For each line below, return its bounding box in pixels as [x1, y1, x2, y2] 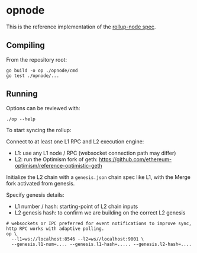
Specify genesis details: [6, 191, 64, 198]
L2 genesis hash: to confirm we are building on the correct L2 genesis [14, 209, 186, 216]
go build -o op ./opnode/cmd [6, 68, 78, 73]
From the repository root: [6, 56, 67, 63]
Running [6, 89, 38, 99]
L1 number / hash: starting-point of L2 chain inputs [14, 203, 138, 210]
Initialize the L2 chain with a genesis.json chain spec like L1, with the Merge [6, 173, 191, 181]
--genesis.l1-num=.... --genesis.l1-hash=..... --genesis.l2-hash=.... [11, 241, 192, 247]
